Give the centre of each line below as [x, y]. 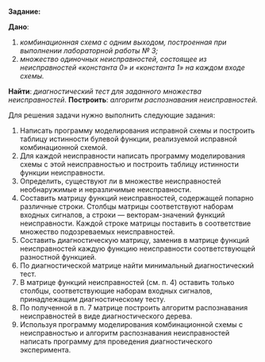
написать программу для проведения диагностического [116, 341]
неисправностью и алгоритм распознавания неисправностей [125, 333]
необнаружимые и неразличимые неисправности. [106, 189]
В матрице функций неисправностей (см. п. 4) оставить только [127, 282]
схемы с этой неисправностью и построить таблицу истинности [129, 164]
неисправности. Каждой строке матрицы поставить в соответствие [135, 223]
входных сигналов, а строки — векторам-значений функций [122, 215]
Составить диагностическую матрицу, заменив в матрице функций [134, 240]
